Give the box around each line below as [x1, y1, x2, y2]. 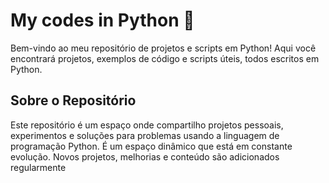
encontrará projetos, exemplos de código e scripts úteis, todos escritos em [10, 52, 320, 64]
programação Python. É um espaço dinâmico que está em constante [10, 140, 293, 152]
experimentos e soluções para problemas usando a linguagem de [10, 129, 280, 141]
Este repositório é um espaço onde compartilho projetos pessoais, [10, 119, 284, 131]
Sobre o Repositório [10, 92, 137, 109]
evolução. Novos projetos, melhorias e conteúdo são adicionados [10, 150, 280, 163]
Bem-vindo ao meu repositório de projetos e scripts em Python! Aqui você [10, 42, 317, 54]
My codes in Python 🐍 [10, 9, 195, 32]
